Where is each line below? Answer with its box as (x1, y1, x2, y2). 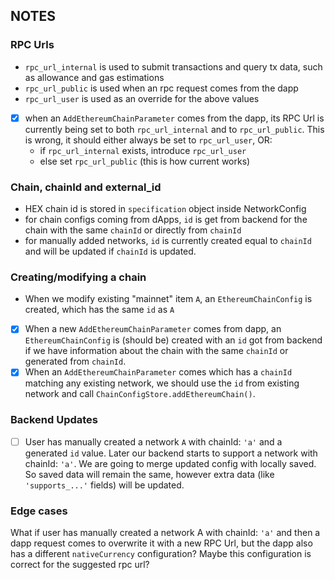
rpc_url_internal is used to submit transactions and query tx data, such (24, 60, 323, 73)
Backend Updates (10, 413, 99, 427)
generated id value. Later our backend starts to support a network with (24, 447, 318, 459)
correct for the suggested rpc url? (10, 559, 150, 571)
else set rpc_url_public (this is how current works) (39, 155, 251, 167)
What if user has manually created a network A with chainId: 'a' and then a (10, 527, 321, 539)
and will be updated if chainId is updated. (24, 245, 197, 258)
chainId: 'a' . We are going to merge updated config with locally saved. (24, 457, 317, 469)
